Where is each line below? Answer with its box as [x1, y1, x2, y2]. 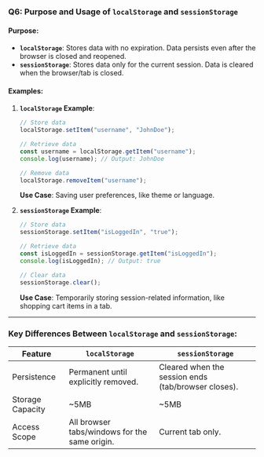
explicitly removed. [68, 376, 139, 387]
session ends [158, 371, 208, 382]
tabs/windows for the [68, 426, 148, 437]
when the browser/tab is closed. [19, 68, 124, 78]
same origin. [68, 436, 115, 447]
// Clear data [19, 271, 66, 279]
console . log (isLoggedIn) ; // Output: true [19, 257, 161, 265]
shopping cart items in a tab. [19, 301, 112, 310]
